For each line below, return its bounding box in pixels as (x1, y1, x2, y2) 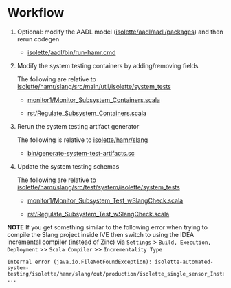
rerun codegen (16, 34, 60, 43)
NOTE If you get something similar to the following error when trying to (7, 223, 208, 232)
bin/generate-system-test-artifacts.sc (27, 149, 135, 157)
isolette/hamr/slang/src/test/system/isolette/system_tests (16, 183, 180, 191)
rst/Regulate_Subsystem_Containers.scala (27, 109, 146, 117)
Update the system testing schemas (16, 162, 120, 170)
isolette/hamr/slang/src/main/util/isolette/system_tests (16, 82, 172, 90)
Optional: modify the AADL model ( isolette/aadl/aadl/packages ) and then (16, 28, 223, 36)
